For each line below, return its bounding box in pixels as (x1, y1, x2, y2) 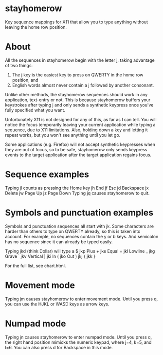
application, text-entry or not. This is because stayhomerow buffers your (5, 97, 151, 103)
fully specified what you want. (5, 107, 66, 113)
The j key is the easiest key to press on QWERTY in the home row (12, 71, 144, 78)
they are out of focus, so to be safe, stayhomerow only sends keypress (5, 146, 147, 152)
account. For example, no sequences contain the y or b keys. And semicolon (5, 233, 159, 239)
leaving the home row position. (5, 24, 67, 30)
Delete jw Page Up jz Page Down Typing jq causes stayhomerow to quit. (5, 190, 150, 196)
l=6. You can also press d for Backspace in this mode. (5, 344, 113, 350)
